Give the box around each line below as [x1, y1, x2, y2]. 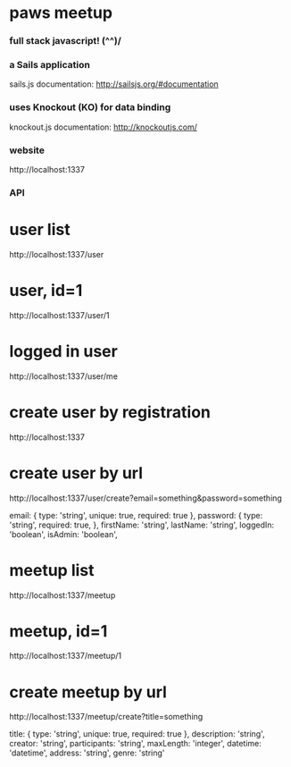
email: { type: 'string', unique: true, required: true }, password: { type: [9, 510, 263, 520]
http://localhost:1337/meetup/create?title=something [9, 712, 204, 722]
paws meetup [9, 3, 113, 23]
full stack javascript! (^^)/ [9, 35, 122, 47]
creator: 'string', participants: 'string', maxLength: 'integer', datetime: [9, 738, 262, 749]
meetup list [9, 560, 95, 580]
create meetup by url [9, 682, 168, 702]
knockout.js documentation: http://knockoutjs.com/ [9, 122, 198, 132]
